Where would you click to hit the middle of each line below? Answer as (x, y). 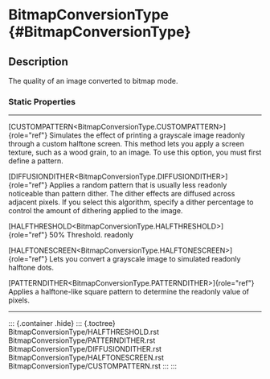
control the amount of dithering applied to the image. (96, 211)
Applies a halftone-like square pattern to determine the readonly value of (129, 292)
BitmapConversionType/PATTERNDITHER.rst (82, 340)
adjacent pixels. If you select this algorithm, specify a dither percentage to (131, 202)
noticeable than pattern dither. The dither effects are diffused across (122, 194)
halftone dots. (31, 268)
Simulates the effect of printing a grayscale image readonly (147, 135)
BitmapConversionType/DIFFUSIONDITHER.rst (85, 349)
